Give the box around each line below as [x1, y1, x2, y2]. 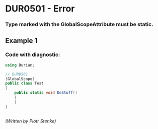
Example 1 [5, 36, 38, 45]
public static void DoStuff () [14, 90, 78, 95]
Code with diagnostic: [5, 51, 60, 58]
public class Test [5, 81, 44, 86]
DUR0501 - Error [5, 3, 75, 14]
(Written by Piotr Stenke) [5, 118, 56, 124]
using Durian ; [5, 62, 35, 67]
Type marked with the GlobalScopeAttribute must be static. [5, 21, 153, 28]
